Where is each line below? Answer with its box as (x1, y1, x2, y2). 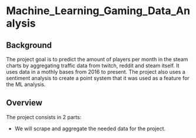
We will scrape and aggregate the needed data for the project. (14, 125, 166, 132)
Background (6, 40, 52, 50)
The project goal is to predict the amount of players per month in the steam (6, 56, 188, 63)
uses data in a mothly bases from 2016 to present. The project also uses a (6, 68, 185, 75)
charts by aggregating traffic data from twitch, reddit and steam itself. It (6, 62, 180, 69)
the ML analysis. (6, 81, 46, 88)
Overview (6, 98, 43, 108)
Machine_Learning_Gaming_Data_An (6, 4, 190, 18)
